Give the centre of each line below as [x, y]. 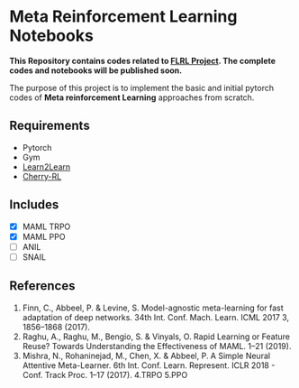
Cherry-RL [42, 176]
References [42, 286]
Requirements [50, 126]
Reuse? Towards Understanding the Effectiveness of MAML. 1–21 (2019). [157, 346]
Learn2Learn [46, 166]
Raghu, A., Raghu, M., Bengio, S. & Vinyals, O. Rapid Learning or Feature [156, 337]
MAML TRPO [46, 226]
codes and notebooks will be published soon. [96, 70]
